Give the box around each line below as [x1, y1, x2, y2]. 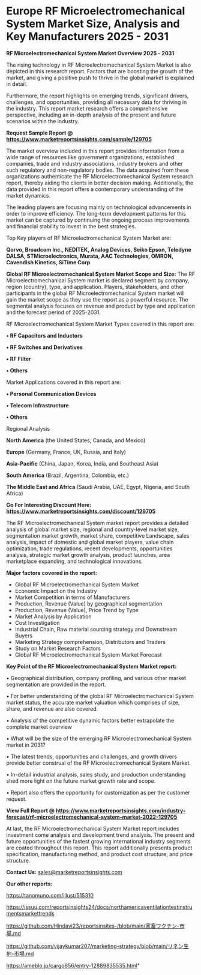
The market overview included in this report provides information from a [6, 147, 184, 154]
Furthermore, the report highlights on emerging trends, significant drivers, [6, 92, 189, 99]
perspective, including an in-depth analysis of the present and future [6, 111, 176, 118]
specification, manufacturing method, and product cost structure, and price [6, 850, 193, 857]
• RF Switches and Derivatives [6, 344, 83, 351]
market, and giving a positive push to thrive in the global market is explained [6, 74, 195, 81]
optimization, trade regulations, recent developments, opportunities [6, 545, 173, 552]
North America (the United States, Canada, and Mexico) [6, 437, 146, 444]
